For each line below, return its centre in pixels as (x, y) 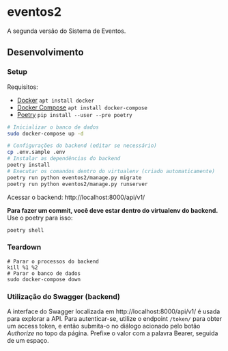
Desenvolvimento (45, 52)
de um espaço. (28, 341)
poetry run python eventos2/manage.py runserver (77, 184)
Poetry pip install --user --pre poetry (75, 114)
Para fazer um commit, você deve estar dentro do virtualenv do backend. (113, 210)
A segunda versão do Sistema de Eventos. (67, 31)
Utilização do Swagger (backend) (64, 296)
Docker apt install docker (55, 100)
